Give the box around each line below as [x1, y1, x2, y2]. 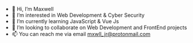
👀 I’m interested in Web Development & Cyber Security [11, 12, 145, 19]
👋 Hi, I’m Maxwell [11, 6, 54, 12]
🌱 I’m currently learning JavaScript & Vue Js [11, 18, 119, 24]
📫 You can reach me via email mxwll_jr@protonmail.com [11, 31, 151, 37]
